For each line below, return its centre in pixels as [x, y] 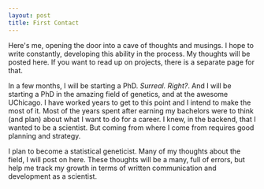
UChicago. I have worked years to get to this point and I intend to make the [130, 102]
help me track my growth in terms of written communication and [112, 168]
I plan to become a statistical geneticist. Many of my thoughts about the [125, 151]
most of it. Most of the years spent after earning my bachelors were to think [131, 110]
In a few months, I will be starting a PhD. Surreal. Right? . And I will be [120, 85]
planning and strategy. [45, 135]
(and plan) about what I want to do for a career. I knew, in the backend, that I [132, 119]
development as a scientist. [52, 176]
